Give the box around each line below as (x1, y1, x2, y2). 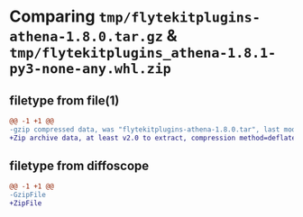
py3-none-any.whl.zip (9, 60, 171, 77)
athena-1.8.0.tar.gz (9, 29, 164, 46)
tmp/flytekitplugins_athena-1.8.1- (9, 45, 277, 62)
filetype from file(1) (9, 93, 120, 108)
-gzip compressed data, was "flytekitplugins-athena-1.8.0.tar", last (9, 124, 280, 134)
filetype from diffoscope (9, 158, 150, 174)
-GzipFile (9, 191, 47, 200)
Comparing (9, 6, 96, 27)
